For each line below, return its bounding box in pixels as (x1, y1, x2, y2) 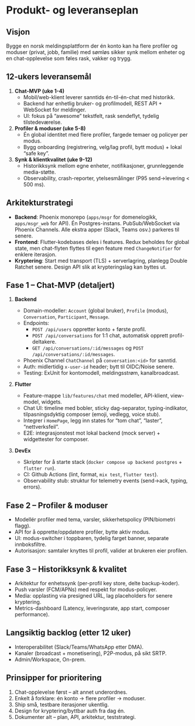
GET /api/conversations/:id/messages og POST (32, 344, 144, 352)
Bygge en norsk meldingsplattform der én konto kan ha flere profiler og (6, 42, 178, 49)
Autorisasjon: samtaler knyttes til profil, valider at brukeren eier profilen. (14, 547, 188, 554)
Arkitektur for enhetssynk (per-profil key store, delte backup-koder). (14, 580, 180, 587)
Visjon (6, 27, 30, 37)
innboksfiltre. (14, 541, 47, 548)
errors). (23, 483, 42, 490)
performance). (14, 611, 50, 618)
